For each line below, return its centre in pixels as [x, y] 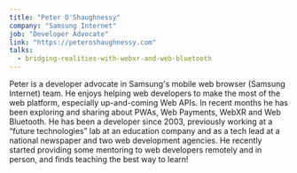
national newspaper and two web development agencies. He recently [136, 140]
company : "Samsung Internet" [63, 26]
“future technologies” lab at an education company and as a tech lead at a [145, 131]
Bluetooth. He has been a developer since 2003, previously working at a [141, 122]
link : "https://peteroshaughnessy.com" [83, 42]
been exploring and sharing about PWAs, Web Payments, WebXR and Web [145, 112]
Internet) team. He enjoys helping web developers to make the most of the [145, 93]
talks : [21, 51]
